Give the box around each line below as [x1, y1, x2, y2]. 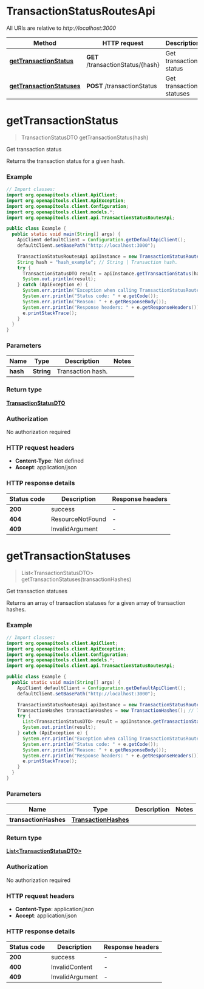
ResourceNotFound [50, 515, 106, 523]
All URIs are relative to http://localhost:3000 [6, 24, 117, 32]
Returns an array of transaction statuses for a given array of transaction [6, 599, 186, 606]
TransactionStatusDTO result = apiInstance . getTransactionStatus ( [22, 271, 194, 277]
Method [33, 38, 56, 47]
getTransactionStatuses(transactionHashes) [21, 576, 132, 583]
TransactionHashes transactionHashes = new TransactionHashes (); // [17, 707, 194, 714]
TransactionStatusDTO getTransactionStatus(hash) [21, 134, 149, 141]
